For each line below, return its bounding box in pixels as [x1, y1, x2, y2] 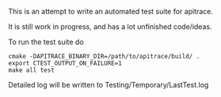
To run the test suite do [8, 37, 85, 47]
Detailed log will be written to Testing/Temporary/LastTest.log [8, 80, 209, 89]
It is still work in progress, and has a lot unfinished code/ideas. [8, 22, 212, 31]
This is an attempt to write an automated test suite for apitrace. [8, 7, 214, 16]
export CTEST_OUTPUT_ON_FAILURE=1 [8, 59, 123, 67]
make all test [8, 66, 55, 74]
